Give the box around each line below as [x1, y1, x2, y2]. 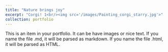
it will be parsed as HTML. [5, 41, 60, 47]
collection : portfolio [5, 17, 54, 22]
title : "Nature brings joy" [5, 7, 65, 13]
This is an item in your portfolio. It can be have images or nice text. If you [5, 31, 158, 37]
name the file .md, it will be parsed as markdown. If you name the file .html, [5, 36, 163, 42]
